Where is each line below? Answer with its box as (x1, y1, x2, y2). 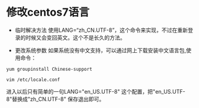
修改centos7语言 (6, 5, 90, 19)
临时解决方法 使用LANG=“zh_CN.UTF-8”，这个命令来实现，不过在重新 (14, 26, 188, 34)
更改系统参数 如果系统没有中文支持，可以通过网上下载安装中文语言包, (14, 46, 186, 54)
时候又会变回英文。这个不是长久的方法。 (25, 34, 126, 41)
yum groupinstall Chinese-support (6, 66, 93, 72)
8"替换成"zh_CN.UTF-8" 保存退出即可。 (6, 95, 105, 103)
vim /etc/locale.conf (6, 76, 61, 83)
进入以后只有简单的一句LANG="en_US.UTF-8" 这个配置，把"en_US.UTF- (6, 88, 186, 95)
